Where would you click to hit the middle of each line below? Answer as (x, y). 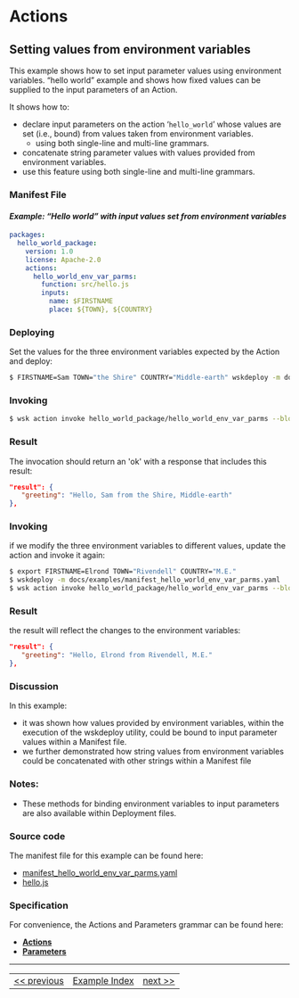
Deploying (32, 332)
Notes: (24, 784)
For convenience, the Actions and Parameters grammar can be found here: (146, 925)
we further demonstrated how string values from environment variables (153, 752)
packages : (28, 235)
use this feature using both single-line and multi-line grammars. (138, 172)
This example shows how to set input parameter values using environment (145, 70)
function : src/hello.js (85, 285)
